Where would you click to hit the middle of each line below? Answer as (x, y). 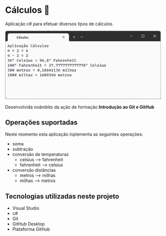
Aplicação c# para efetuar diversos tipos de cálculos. (59, 24)
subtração (23, 149)
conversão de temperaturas (41, 154)
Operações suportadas (41, 122)
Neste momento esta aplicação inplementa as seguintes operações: (74, 134)
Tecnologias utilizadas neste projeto (62, 196)
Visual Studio (26, 208)
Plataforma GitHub (31, 229)
